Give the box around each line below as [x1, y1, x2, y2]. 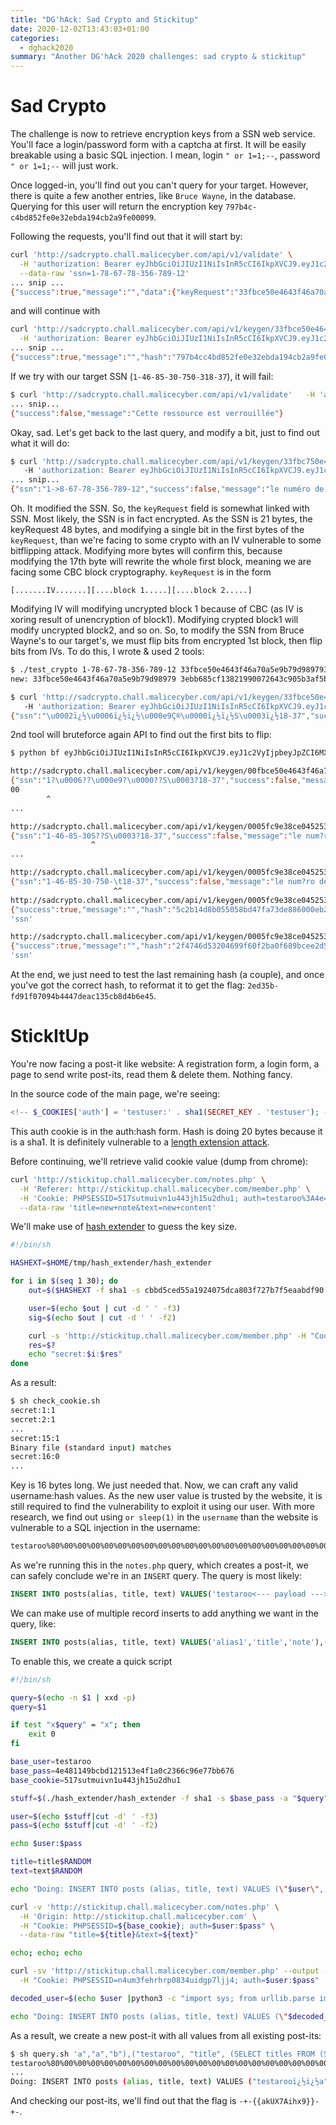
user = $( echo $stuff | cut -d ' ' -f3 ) [10, 1811, 159, 1821]
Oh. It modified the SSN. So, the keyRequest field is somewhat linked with [10, 502, 310, 515]
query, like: [10, 1617, 57, 1630]
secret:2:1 [10, 1414, 56, 1425]
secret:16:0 [10, 1452, 60, 1462]
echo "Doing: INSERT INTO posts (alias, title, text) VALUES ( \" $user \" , [10, 1884, 325, 1894]
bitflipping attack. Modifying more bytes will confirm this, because [10, 545, 283, 557]
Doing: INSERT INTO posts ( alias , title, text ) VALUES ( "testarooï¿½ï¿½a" [10, 2077, 329, 2087]
